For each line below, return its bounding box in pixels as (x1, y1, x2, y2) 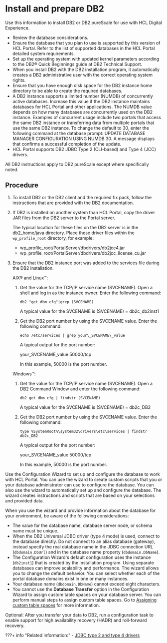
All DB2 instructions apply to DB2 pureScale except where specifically (5, 161, 149, 167)
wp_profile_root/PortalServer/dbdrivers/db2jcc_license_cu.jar (19, 250, 146, 256)
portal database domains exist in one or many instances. (12, 575, 129, 581)
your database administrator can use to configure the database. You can (5, 481, 154, 488)
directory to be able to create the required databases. (12, 88, 123, 94)
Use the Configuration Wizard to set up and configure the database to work (5, 471, 161, 477)
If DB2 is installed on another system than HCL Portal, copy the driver (12, 209, 156, 215)
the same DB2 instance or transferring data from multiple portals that (12, 120, 155, 126)
